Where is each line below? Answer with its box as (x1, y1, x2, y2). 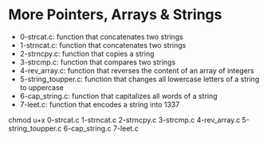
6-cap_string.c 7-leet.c (63, 123, 139, 133)
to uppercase (19, 82, 64, 92)
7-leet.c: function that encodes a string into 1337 (19, 100, 180, 109)
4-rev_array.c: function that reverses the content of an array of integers (19, 65, 255, 75)
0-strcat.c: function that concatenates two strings (19, 32, 183, 41)
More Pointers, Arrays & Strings (8, 6, 222, 24)
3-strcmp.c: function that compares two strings (19, 57, 176, 67)
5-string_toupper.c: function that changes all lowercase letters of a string (19, 74, 260, 84)
